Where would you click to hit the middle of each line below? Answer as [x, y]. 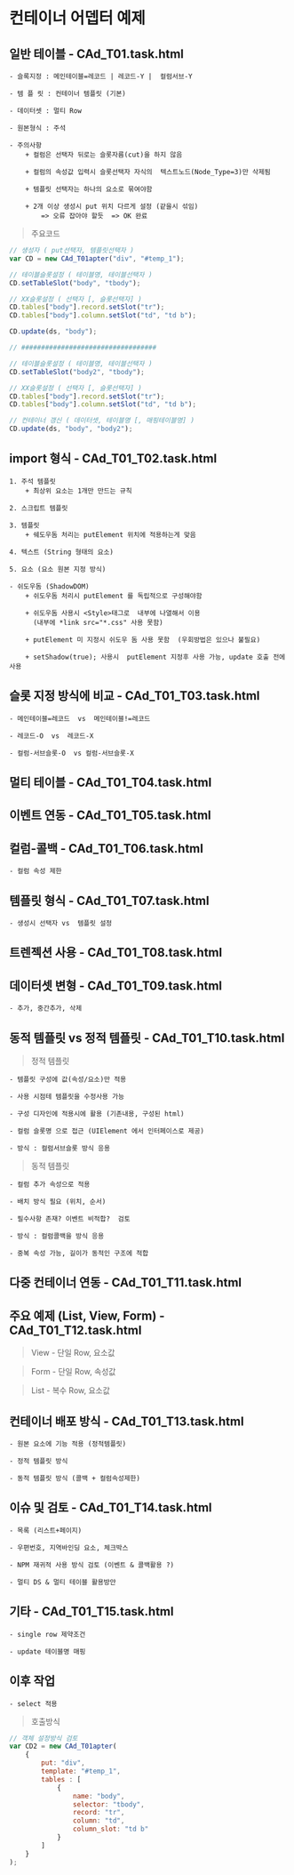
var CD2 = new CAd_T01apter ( [63, 1747]
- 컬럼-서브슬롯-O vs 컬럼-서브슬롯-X [72, 753]
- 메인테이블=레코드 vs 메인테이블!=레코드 [80, 718]
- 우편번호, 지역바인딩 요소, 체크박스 [69, 1548]
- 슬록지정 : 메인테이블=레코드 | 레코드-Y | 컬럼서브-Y [101, 76]
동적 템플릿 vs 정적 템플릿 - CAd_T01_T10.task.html [147, 1038]
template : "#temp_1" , [81, 1771]
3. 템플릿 [24, 525]
